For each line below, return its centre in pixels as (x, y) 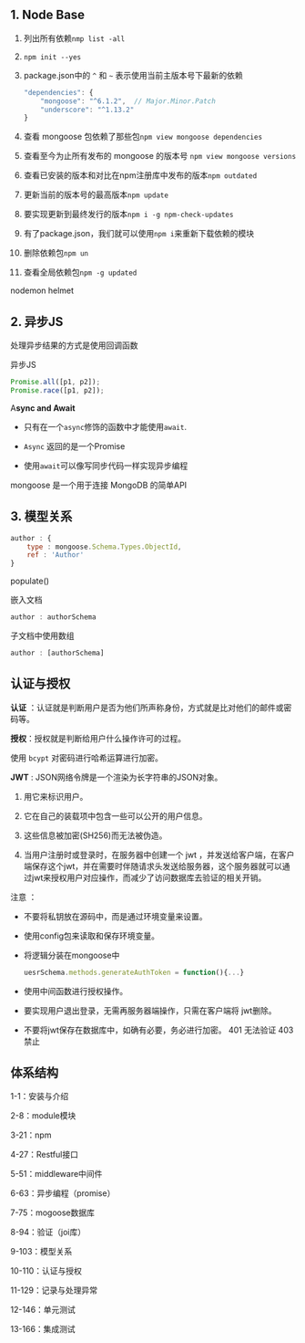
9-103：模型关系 (41, 1252)
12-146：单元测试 (43, 1310)
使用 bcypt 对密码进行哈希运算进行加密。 (86, 758)
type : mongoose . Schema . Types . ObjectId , (104, 547)
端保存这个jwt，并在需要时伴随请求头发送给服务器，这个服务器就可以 (153, 866)
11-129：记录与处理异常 (54, 1290)
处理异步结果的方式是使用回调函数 (74, 345)
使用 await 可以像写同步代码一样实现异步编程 (106, 466)
